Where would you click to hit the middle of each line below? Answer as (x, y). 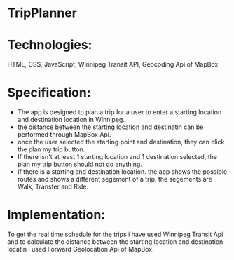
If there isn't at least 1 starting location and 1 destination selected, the (117, 157)
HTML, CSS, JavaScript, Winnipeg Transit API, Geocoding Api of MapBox (113, 64)
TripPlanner (42, 13)
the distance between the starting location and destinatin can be (110, 127)
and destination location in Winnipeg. (71, 120)
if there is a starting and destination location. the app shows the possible (122, 172)
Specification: (49, 93)
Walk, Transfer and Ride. (53, 186)
